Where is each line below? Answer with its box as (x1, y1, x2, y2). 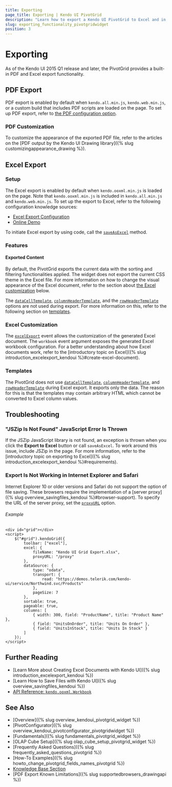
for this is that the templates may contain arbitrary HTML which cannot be (5, 390, 161, 396)
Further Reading (5, 653, 58, 662)
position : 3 (5, 27, 31, 32)
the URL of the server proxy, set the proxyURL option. (5, 500, 116, 506)
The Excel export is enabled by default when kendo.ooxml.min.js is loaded (5, 187, 162, 194)
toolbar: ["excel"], (24, 541, 68, 546)
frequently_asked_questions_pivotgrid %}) (12, 750, 102, 756)
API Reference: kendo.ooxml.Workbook (12, 688, 92, 694)
